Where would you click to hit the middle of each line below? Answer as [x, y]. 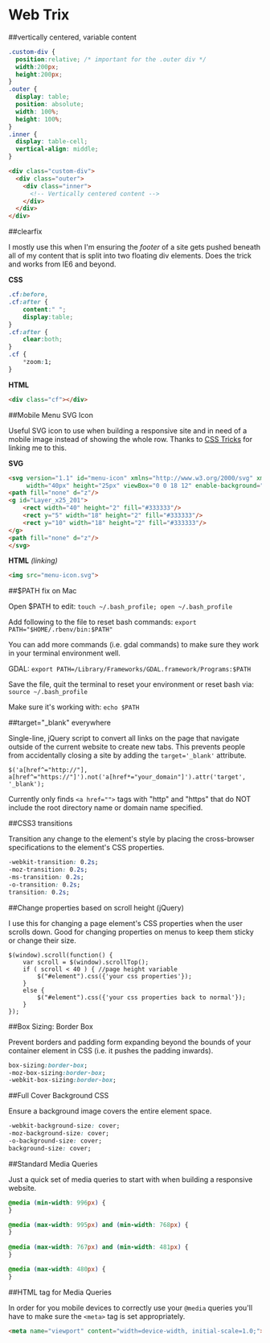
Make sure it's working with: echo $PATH [74, 707]
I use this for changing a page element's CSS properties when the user [126, 923]
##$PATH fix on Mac [43, 591]
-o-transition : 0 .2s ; [45, 884]
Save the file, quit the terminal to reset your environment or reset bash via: [131, 684]
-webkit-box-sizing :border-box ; [62, 1081]
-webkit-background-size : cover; [64, 1126]
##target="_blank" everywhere [59, 723]
